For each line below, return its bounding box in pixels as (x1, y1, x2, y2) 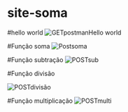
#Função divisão (7, 69, 55, 77)
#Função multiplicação (7, 97, 73, 105)
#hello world (7, 28, 43, 37)
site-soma (7, 5, 68, 21)
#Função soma (7, 42, 50, 50)
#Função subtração (7, 55, 64, 64)
